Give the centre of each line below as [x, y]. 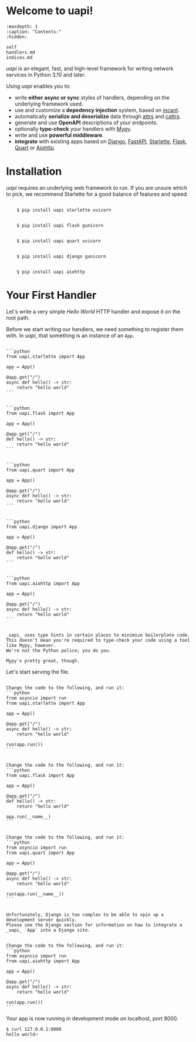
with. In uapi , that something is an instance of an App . [70, 335]
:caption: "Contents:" [34, 32]
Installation [34, 172]
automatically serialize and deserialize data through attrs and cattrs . [98, 116]
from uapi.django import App [42, 527]
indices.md [19, 57]
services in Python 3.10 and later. [46, 74]
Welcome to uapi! [50, 11]
